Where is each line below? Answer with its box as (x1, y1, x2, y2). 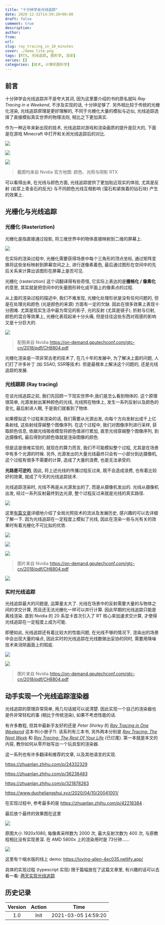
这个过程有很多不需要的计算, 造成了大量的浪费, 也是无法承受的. (5, 457, 132, 463)
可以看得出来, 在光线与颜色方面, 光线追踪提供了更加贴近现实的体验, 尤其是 (5, 179, 155, 185)
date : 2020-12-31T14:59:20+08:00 (5, 12, 74, 17)
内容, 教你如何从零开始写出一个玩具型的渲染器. (5, 741, 100, 747)
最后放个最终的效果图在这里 (5, 811, 61, 817)
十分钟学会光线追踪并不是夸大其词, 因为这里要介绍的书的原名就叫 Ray (5, 96, 146, 102)
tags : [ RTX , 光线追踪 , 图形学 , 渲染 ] (5, 53, 76, 58)
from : (5, 35, 16, 40)
